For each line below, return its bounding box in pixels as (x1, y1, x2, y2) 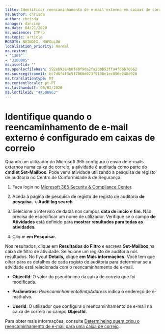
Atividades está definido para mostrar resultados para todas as (12, 219, 143, 225)
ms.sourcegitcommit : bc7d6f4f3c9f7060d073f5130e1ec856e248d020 (5, 72, 137, 76)
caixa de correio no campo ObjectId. (12, 309, 87, 315)
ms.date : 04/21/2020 (5, 26, 48, 31)
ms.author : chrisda (5, 12, 45, 17)
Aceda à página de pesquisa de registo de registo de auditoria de (12, 193, 145, 200)
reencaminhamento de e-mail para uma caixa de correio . (5, 324, 120, 330)
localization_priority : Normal (5, 44, 69, 49)
